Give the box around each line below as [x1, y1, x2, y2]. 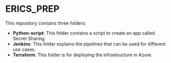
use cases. [12, 46, 36, 52]
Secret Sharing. [12, 35, 46, 41]
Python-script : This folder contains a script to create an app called [12, 30, 155, 36]
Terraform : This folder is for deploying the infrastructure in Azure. [12, 52, 153, 58]
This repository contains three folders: [5, 20, 86, 26]
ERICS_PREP [5, 3, 60, 15]
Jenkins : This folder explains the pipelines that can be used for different [12, 40, 166, 47]
